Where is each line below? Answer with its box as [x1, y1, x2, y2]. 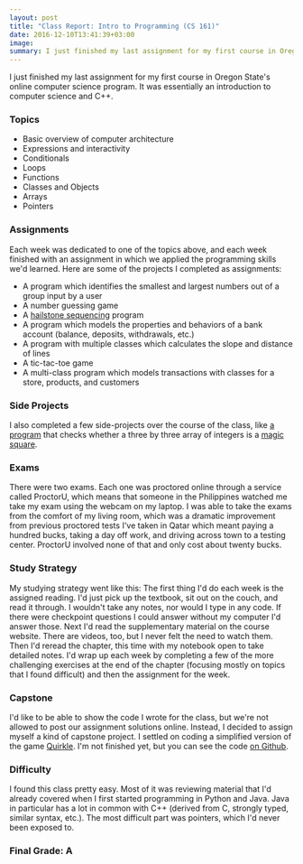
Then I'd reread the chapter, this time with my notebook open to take [9, 640, 264, 651]
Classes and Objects [22, 181, 99, 192]
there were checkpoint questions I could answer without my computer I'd [9, 611, 281, 622]
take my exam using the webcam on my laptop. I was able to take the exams [9, 501, 292, 512]
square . [9, 439, 38, 450]
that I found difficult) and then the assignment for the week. [9, 669, 231, 680]
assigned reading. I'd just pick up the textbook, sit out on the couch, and [9, 592, 279, 603]
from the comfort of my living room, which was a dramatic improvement [9, 511, 276, 522]
